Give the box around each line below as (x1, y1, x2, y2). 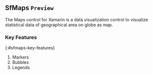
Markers (12, 54, 29, 60)
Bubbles (12, 60, 29, 65)
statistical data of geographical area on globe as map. (5, 22, 113, 28)
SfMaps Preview (5, 4, 54, 12)
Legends (12, 65, 30, 71)
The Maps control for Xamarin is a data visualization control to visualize (5, 16, 149, 22)
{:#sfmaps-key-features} (5, 45, 55, 51)
